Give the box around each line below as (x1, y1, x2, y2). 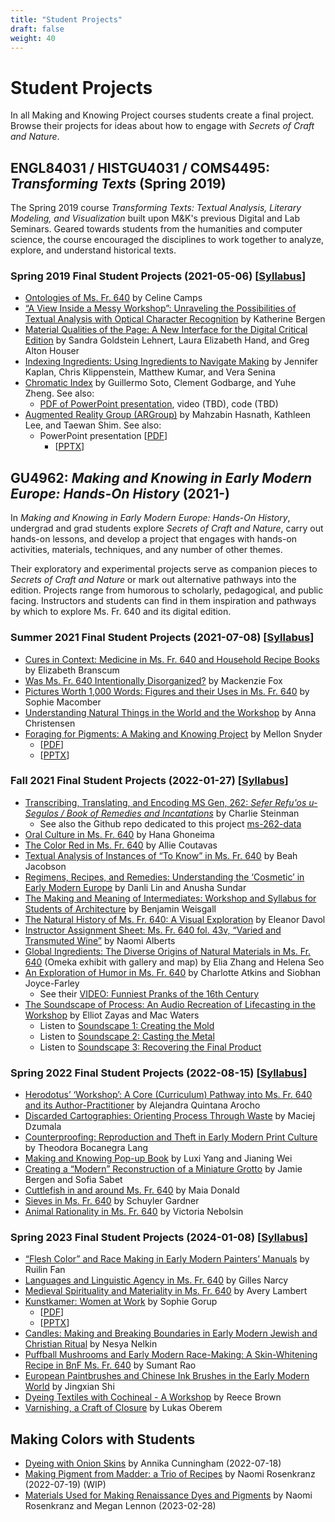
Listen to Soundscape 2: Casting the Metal (39, 1030, 215, 1042)
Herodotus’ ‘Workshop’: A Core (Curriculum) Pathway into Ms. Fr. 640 (24, 1089, 313, 1101)
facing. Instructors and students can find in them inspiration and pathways (10, 595, 317, 607)
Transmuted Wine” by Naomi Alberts (24, 934, 176, 946)
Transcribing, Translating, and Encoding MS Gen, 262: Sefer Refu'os (24, 796, 307, 808)
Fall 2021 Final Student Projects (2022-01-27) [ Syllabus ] (10, 774, 289, 788)
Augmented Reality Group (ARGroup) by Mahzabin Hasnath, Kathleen (24, 409, 311, 421)
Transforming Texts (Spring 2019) (10, 175, 227, 192)
